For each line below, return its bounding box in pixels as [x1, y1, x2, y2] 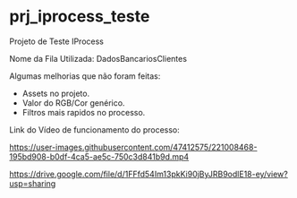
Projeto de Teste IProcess [9, 36, 105, 47]
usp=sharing [9, 177, 56, 189]
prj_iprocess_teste [9, 6, 150, 27]
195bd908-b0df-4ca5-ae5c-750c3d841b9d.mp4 [9, 151, 190, 162]
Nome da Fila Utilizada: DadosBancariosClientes [9, 53, 188, 64]
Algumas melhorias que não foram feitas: [9, 70, 161, 82]
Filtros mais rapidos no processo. [21, 107, 146, 117]
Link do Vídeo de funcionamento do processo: [9, 124, 181, 135]
